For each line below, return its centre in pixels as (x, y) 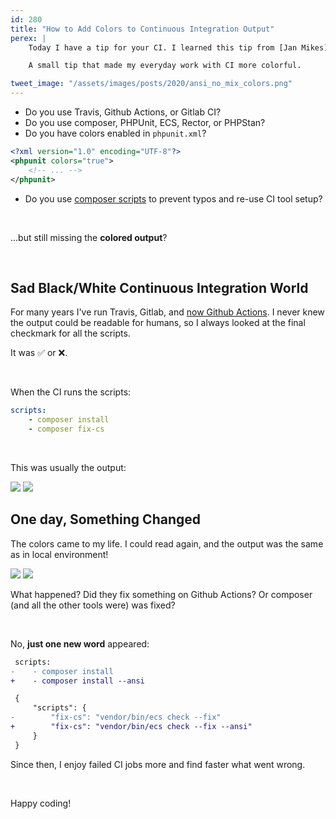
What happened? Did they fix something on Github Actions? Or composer (161, 594)
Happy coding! (41, 803)
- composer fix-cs (66, 429)
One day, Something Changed (105, 519)
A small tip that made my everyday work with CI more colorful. (165, 66)
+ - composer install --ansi (77, 681)
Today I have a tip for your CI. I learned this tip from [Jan (163, 47)
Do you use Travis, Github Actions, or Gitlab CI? (123, 112)
